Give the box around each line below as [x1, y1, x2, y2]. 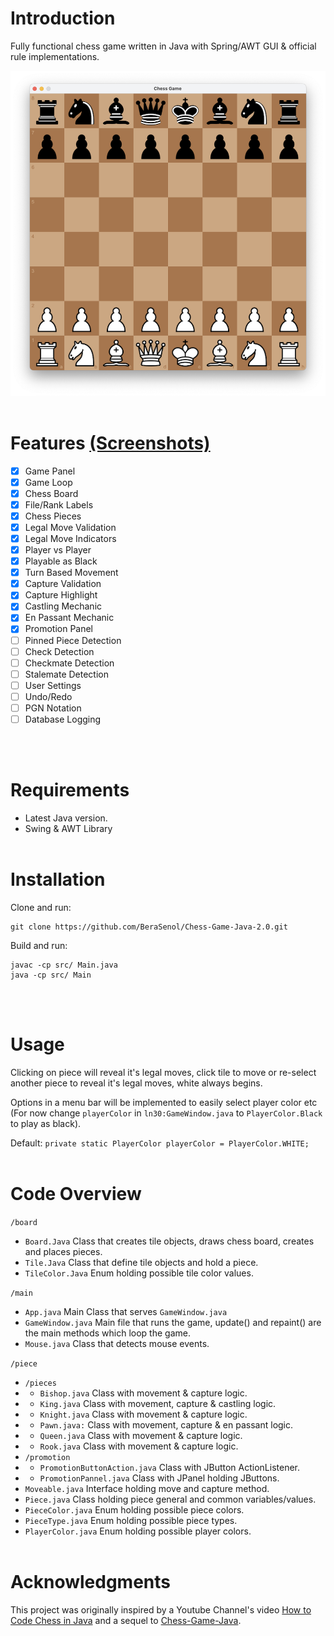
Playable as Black [24, 555, 98, 567]
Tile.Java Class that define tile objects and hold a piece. [24, 1256, 259, 1268]
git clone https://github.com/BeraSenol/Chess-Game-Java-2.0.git [10, 922, 288, 932]
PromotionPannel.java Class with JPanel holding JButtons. [39, 1472, 280, 1484]
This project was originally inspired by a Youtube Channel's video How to [10, 1603, 312, 1616]
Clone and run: [10, 901, 72, 913]
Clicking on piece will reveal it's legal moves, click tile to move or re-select [10, 1066, 317, 1078]
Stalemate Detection [24, 668, 109, 680]
